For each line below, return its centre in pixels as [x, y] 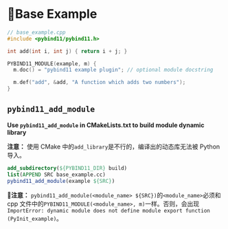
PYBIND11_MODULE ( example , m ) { [52, 64]
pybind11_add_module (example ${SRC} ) [61, 181]
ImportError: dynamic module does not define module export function [109, 210]
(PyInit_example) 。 [35, 218]
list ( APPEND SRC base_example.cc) [57, 175]
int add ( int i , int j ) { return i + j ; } [67, 51]
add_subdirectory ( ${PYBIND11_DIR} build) [67, 168]
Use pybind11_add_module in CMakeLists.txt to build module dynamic [106, 125]
